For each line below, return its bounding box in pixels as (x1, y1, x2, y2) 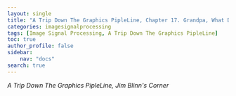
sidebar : (7, 49, 33, 56)
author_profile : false (7, 42, 74, 49)
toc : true (7, 36, 37, 43)
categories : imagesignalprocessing (7, 23, 112, 30)
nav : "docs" (20, 56, 55, 63)
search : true (7, 62, 46, 69)
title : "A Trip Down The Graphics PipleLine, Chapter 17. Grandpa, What (7, 17, 225, 24)
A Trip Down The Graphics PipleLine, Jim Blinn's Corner (7, 81, 169, 89)
